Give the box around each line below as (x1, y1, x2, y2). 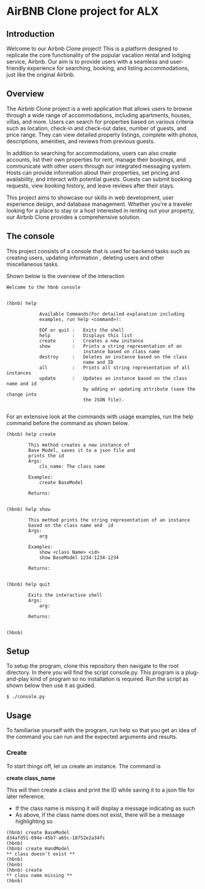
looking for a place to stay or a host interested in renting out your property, (6, 206, 195, 214)
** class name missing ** (6, 872, 72, 879)
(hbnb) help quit (6, 581, 51, 588)
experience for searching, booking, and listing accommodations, (27, 64, 190, 72)
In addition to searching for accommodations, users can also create (6, 149, 177, 157)
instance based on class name (83, 348, 160, 355)
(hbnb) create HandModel (6, 845, 70, 852)
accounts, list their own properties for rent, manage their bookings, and (6, 156, 186, 163)
